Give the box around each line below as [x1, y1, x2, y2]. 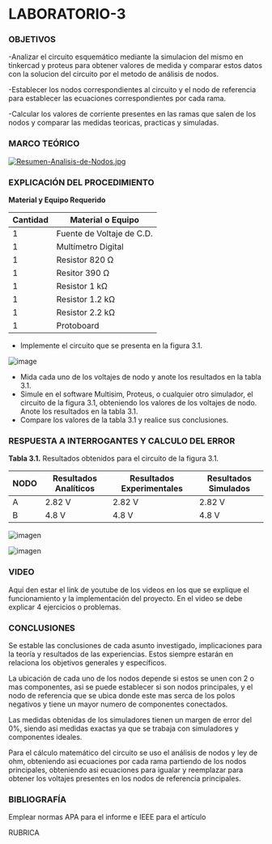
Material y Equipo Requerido [8, 195, 106, 205]
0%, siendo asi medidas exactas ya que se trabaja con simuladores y [8, 723, 239, 733]
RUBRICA [8, 828, 40, 838]
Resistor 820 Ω [56, 254, 114, 265]
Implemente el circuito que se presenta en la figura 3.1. [19, 341, 202, 350]
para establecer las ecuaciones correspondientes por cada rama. [8, 94, 227, 104]
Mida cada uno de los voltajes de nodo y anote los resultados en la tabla [19, 372, 261, 382]
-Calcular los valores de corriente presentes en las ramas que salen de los [8, 109, 257, 119]
